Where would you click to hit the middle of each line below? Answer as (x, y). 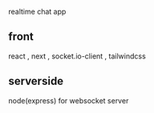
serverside (36, 81)
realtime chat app (37, 12)
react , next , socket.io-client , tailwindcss (77, 56)
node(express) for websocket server (69, 100)
